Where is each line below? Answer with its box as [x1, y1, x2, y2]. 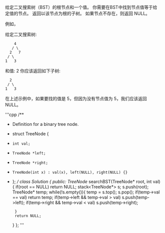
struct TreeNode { [12, 131, 49, 137]
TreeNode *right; [12, 160, 48, 165]
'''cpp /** [5, 112, 24, 117]
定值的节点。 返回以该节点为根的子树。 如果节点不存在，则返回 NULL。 [5, 10, 150, 16]
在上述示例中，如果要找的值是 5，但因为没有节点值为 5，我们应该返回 [5, 96, 147, 101]
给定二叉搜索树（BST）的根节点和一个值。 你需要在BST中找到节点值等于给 [5, 4, 158, 10]
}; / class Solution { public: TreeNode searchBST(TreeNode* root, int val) [12, 179, 161, 184]
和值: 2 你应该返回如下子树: [5, 68, 61, 74]
